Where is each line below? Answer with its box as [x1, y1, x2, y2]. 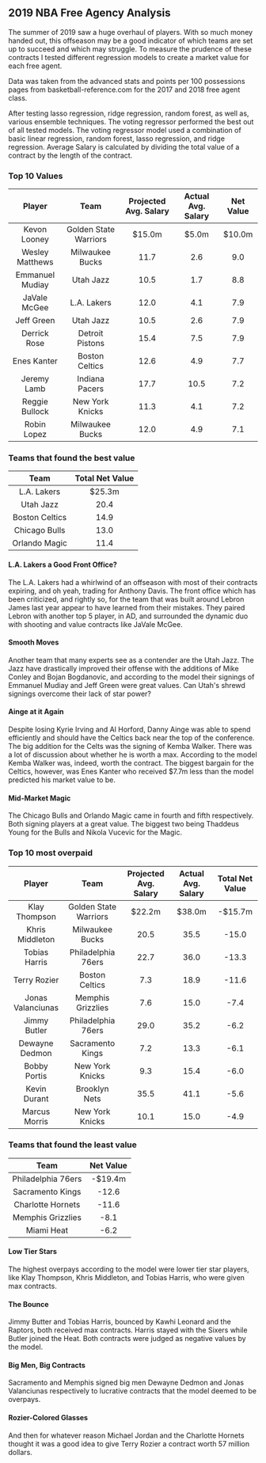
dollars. [8, 1447, 33, 1457]
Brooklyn [75, 1083, 109, 1094]
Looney [21, 234, 50, 245]
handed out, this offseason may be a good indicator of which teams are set [8, 36, 253, 45]
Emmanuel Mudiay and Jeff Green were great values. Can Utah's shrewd [8, 680, 245, 690]
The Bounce [8, 1299, 49, 1309]
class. [8, 93, 28, 102]
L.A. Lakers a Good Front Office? [8, 560, 117, 569]
